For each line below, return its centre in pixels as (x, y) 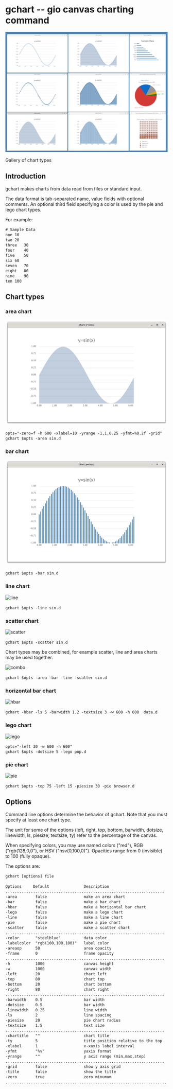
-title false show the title (61, 1072)
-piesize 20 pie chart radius (63, 1020)
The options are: (23, 866)
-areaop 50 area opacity (58, 948)
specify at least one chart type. (38, 820)
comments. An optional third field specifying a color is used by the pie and (84, 204)
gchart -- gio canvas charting (70, 10)
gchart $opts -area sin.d (33, 438)
